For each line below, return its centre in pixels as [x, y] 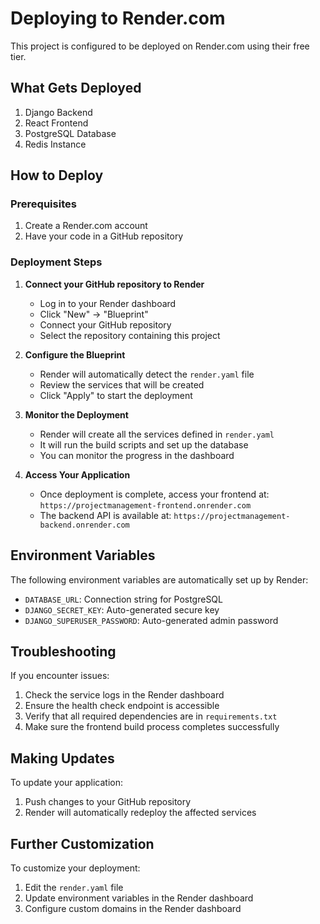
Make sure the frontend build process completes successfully [152, 727]
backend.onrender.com [84, 525]
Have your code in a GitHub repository [104, 236]
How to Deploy [57, 175]
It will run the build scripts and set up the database [144, 444]
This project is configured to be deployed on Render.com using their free [160, 46]
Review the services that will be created [122, 384]
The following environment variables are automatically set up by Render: [159, 579]
